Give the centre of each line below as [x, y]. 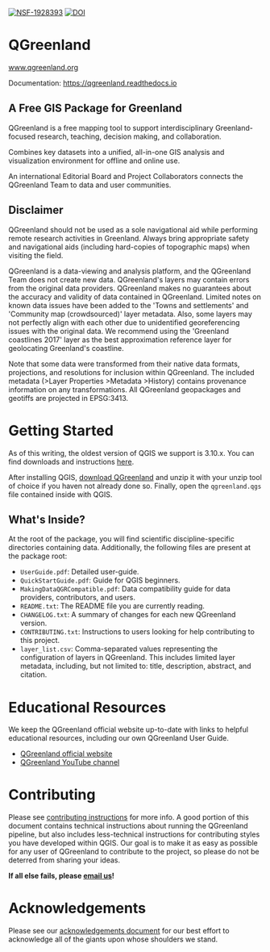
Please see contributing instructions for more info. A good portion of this [129, 817]
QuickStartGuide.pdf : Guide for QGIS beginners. [100, 580]
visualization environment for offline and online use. [94, 161]
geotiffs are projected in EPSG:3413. [69, 398]
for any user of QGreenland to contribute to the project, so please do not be [134, 852]
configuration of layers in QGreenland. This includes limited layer [128, 658]
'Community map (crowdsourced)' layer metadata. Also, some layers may [130, 314]
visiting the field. [36, 255]
